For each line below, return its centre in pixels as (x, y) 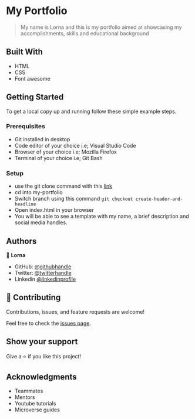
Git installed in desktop (42, 139)
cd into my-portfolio (38, 192)
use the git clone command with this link (63, 186)
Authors (21, 241)
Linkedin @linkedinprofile (45, 279)
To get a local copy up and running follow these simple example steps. (91, 111)
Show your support (42, 342)
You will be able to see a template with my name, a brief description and (102, 217)
